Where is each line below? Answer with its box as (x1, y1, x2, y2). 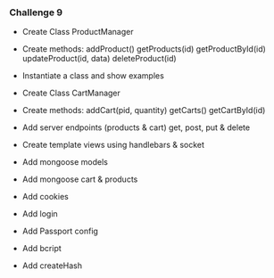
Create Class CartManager (21, 87, 120, 99)
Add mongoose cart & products (21, 174, 138, 184)
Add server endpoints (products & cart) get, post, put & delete (21, 122, 251, 133)
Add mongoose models (21, 157, 109, 168)
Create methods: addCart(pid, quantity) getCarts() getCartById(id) (21, 105, 266, 116)
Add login (21, 208, 58, 219)
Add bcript (21, 243, 62, 254)
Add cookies (21, 192, 69, 202)
